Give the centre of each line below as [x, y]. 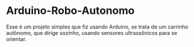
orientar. [16, 39]
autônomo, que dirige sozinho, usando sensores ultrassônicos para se [92, 32]
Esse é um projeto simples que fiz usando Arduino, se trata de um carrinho [97, 27]
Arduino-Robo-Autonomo [70, 11]
